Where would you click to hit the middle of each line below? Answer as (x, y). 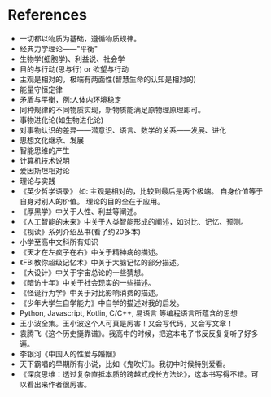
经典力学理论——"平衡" (59, 48)
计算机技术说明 (44, 160)
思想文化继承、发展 (52, 140)
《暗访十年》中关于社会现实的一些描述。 (87, 282)
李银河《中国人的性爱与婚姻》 (69, 353)
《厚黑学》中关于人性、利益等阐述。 (80, 211)
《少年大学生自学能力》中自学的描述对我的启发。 (101, 303)
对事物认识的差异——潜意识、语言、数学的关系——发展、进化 (123, 130)
